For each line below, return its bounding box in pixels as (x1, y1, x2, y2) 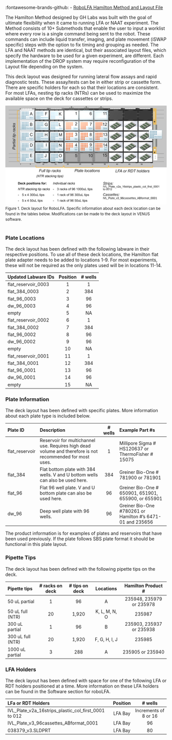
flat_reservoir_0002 (7, 317, 50, 323)
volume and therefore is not (39, 448, 98, 454)
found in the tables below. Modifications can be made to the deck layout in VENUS (5, 212, 150, 217)
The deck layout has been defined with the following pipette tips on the (5, 566, 156, 572)
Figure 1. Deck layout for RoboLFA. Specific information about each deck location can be (5, 206, 161, 212)
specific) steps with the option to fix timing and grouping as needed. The (5, 42, 159, 48)
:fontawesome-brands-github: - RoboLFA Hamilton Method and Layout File (5, 5, 163, 10)
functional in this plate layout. (5, 541, 68, 548)
